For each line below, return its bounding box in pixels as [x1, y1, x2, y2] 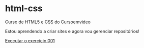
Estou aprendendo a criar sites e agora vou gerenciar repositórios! [5, 28, 140, 34]
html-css [5, 3, 43, 14]
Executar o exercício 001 [5, 37, 55, 44]
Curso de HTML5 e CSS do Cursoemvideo [5, 19, 91, 25]
